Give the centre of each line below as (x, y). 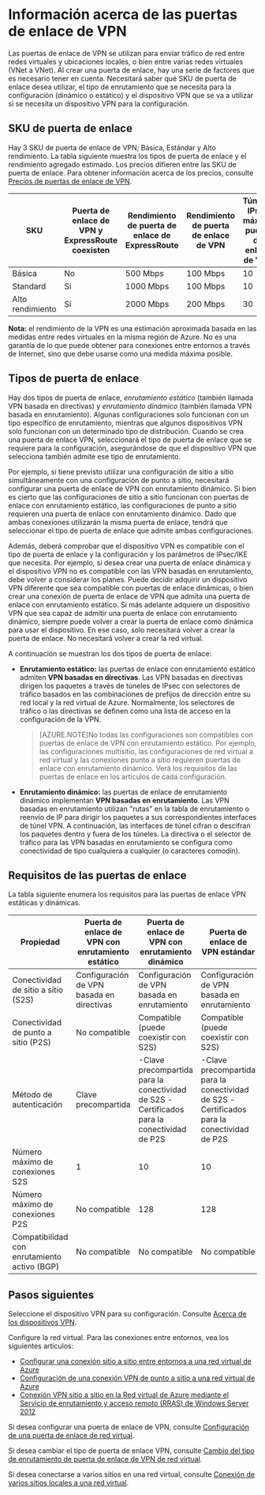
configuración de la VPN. (60, 719)
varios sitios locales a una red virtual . (69, 1483)
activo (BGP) (35, 1267)
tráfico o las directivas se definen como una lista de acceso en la (125, 711)
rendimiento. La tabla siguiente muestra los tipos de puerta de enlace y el (127, 156)
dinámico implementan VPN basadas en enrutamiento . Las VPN (125, 800)
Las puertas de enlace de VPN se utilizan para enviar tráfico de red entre (127, 53)
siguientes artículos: (41, 1346)
